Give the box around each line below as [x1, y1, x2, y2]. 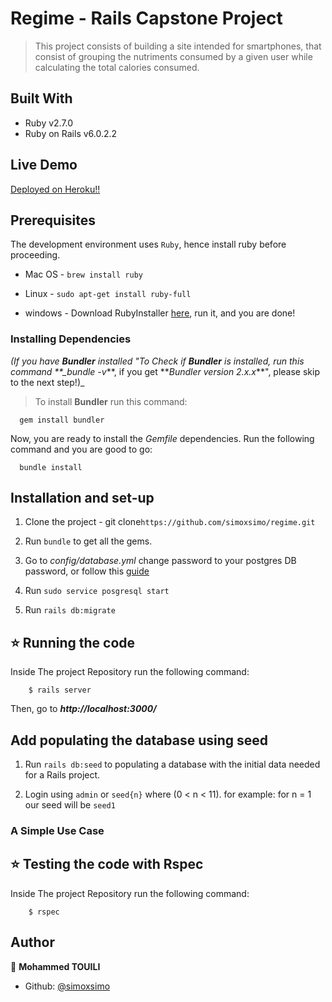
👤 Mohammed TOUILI [10, 960, 101, 972]
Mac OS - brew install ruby [24, 268, 143, 281]
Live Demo [10, 157, 78, 174]
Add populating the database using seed [10, 732, 269, 749]
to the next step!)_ [10, 376, 85, 388]
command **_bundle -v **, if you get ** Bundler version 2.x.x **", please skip [10, 365, 321, 377]
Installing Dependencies [10, 332, 132, 346]
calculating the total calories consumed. [34, 61, 200, 73]
